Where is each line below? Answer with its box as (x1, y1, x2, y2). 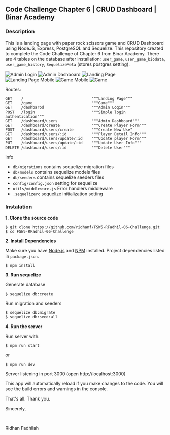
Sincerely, (5, 405, 26, 411)
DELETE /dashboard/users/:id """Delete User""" (5, 145, 130, 150)
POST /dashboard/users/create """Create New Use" (5, 127, 133, 132)
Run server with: (5, 333, 40, 339)
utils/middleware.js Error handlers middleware (12, 185, 113, 191)
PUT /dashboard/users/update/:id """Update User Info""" (5, 140, 142, 146)
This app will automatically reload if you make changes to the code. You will (5, 380, 164, 386)
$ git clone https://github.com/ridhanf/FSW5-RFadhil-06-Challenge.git (5, 224, 160, 230)
